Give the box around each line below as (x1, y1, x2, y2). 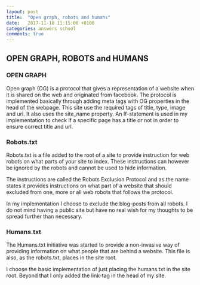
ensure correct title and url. (6, 123, 73, 130)
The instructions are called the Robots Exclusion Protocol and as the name (6, 176, 189, 183)
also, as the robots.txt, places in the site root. (6, 254, 118, 261)
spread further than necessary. (6, 213, 82, 220)
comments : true (6, 31, 44, 37)
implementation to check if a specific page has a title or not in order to (6, 116, 179, 123)
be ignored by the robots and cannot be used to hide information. (6, 164, 167, 171)
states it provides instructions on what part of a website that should (6, 182, 172, 189)
